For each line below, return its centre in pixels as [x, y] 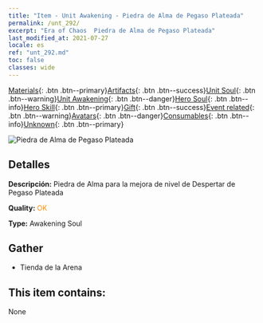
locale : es [26, 45]
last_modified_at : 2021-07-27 [59, 38]
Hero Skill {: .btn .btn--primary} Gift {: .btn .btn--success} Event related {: [139, 107]
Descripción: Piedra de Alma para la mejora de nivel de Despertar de [122, 183]
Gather [26, 248]
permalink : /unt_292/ [44, 23]
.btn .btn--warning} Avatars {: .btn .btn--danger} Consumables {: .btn [118, 116]
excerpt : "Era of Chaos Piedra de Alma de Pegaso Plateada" [112, 30]
